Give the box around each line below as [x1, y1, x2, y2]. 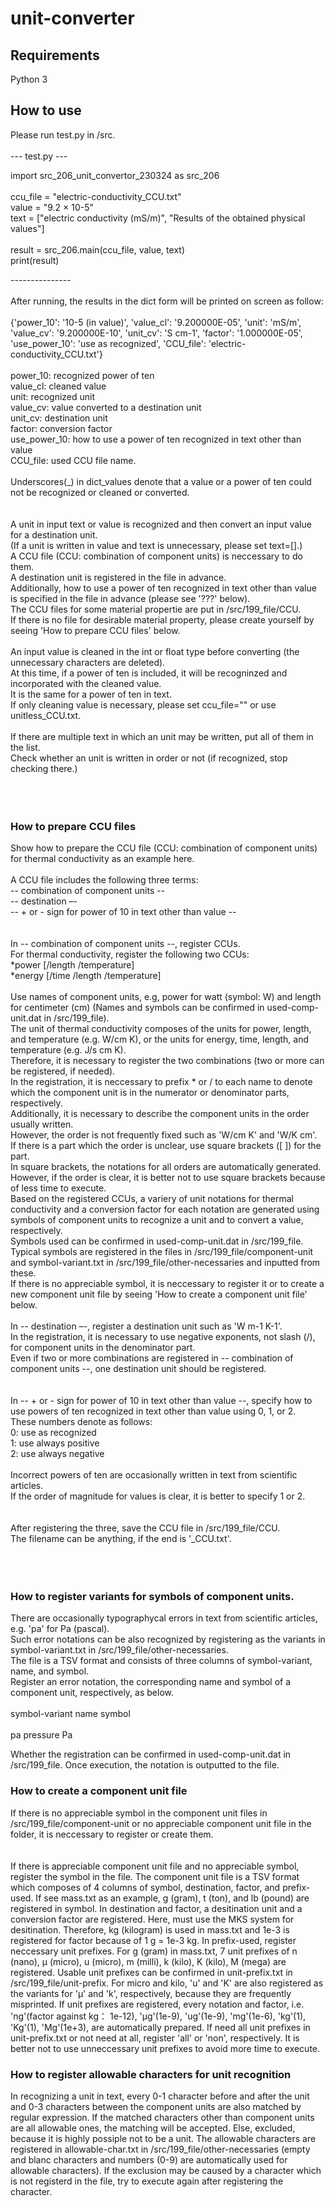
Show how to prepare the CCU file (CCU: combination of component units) [10, 842, 318, 854]
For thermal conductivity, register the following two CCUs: [10, 948, 250, 961]
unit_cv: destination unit [10, 412, 108, 424]
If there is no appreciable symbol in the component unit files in [10, 1807, 268, 1819]
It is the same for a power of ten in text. [10, 688, 172, 700]
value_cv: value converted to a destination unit [10, 401, 202, 413]
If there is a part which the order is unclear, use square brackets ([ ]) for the [10, 1140, 322, 1152]
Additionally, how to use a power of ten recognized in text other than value [10, 582, 317, 594]
